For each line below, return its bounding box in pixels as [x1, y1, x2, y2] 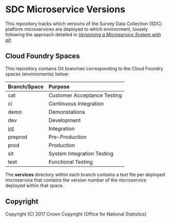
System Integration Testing [48, 150, 114, 157]
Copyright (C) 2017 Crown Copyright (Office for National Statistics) [5, 211, 147, 217]
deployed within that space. [5, 182, 64, 188]
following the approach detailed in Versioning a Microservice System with [5, 31, 161, 37]
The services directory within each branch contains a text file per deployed [5, 171, 165, 177]
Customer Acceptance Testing [48, 91, 122, 98]
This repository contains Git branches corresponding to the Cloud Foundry [5, 65, 163, 71]
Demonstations [48, 108, 85, 115]
